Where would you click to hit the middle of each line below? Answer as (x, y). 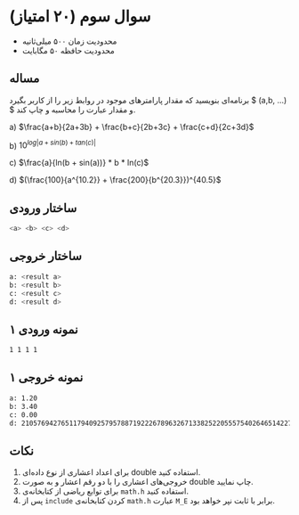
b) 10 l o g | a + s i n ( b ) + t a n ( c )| (53, 144)
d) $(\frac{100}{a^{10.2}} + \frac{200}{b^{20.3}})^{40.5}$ (115, 180)
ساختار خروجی (46, 256)
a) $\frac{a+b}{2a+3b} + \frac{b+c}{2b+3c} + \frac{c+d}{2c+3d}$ (132, 127)
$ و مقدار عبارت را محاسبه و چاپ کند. (73, 110)
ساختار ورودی (43, 208)
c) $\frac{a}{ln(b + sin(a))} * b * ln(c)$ (79, 163)
